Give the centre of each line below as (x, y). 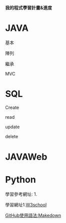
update (12, 127)
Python (20, 179)
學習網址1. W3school (26, 205)
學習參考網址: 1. (21, 194)
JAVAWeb (26, 157)
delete (12, 137)
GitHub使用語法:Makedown (33, 215)
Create (12, 108)
